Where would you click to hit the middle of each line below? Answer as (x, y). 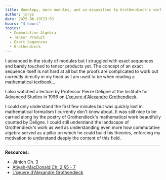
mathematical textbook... (30, 82)
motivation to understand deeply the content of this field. (63, 138)
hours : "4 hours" (23, 24)
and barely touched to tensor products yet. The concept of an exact (74, 66)
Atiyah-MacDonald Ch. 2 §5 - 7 (44, 167)
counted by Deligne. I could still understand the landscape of (67, 122)
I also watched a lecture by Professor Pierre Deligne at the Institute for (77, 91)
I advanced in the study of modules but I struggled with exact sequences (79, 60)
